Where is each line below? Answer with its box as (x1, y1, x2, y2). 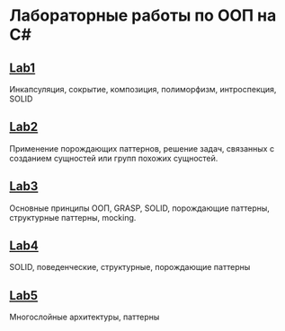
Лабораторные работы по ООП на (9, 5, 277, 26)
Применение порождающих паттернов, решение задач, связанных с (9, 143, 275, 153)
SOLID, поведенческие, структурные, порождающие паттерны (9, 262, 251, 273)
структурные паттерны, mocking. (9, 212, 137, 222)
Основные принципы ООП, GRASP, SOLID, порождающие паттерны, (9, 203, 270, 213)
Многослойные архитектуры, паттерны (9, 311, 160, 323)
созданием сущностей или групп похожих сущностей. (9, 152, 218, 163)
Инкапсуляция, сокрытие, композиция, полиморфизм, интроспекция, (9, 84, 277, 94)
